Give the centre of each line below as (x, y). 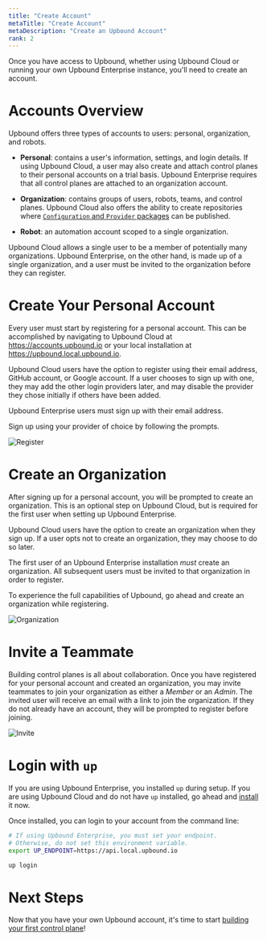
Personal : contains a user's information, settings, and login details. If (134, 157)
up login (23, 865)
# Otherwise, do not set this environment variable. (99, 843)
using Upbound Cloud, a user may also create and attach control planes (139, 166)
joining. (21, 717)
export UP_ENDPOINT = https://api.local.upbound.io (93, 851)
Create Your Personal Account (112, 305)
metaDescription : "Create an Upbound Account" (88, 31)
